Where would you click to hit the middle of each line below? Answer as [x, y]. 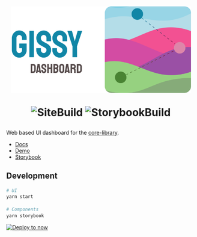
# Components [23, 210]
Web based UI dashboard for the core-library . [62, 132]
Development [32, 176]
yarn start [20, 197]
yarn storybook [25, 216]
